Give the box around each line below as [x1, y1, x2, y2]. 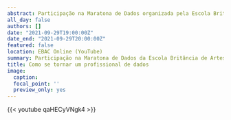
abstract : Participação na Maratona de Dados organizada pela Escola [7, 10, 211, 17]
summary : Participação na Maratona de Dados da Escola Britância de [7, 55, 208, 62]
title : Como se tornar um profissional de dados [7, 61, 149, 68]
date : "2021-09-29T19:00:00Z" [7, 29, 94, 36]
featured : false [7, 42, 54, 49]
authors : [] [7, 23, 41, 29]
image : [7, 67, 26, 74]
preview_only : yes [13, 86, 67, 93]
